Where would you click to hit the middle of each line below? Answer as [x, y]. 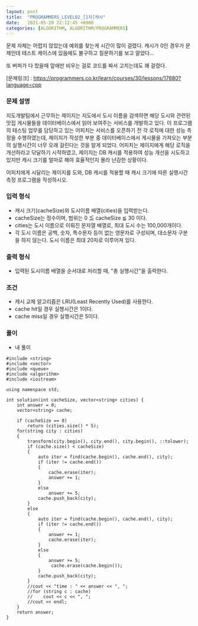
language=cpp [24, 85]
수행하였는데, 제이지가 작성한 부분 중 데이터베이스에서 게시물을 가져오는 [99, 137]
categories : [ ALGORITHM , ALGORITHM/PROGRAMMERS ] [67, 28]
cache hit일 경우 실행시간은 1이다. [54, 309]
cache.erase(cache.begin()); [87, 566]
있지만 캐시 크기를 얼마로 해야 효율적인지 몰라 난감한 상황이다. [77, 160]
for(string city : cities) [50, 431]
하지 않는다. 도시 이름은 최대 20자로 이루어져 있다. [79, 240]
